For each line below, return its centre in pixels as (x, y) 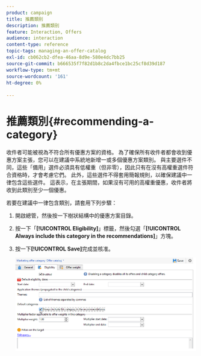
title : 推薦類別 (25, 19)
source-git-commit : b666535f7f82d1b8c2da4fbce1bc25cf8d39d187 (86, 63)
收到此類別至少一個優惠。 (38, 190)
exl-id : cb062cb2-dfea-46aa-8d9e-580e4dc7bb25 (66, 57)
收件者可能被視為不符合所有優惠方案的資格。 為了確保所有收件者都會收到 (97, 152)
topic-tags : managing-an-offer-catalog (56, 51)
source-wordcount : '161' (37, 76)
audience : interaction (35, 38)
